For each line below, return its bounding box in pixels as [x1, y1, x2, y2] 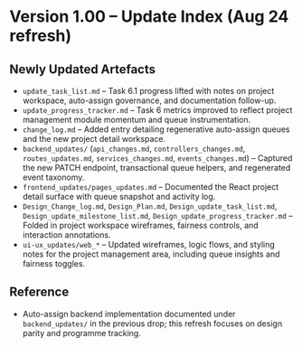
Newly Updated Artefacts [9, 61, 156, 77]
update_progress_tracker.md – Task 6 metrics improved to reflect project [22, 105, 293, 115]
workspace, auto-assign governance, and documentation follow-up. [22, 95, 277, 106]
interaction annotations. [22, 230, 111, 240]
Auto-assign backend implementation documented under [22, 308, 236, 319]
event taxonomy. [22, 172, 85, 183]
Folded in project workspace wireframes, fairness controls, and [22, 220, 260, 230]
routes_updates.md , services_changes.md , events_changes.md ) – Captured [22, 153, 293, 164]
